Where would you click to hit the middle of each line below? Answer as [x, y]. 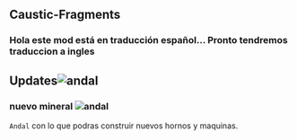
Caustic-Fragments [65, 15]
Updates [34, 80]
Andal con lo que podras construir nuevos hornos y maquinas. [124, 126]
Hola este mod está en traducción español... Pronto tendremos [149, 40]
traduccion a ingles [52, 51]
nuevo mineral [41, 106]
